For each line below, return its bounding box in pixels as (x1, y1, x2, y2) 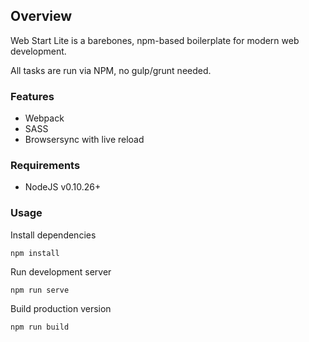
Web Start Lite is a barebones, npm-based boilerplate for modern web (10, 34, 300, 46)
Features (10, 89, 55, 103)
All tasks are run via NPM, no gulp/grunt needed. (10, 64, 212, 76)
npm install (10, 248, 60, 258)
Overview (10, 8, 73, 25)
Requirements (10, 159, 81, 173)
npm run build (10, 322, 70, 332)
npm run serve (10, 285, 70, 295)
